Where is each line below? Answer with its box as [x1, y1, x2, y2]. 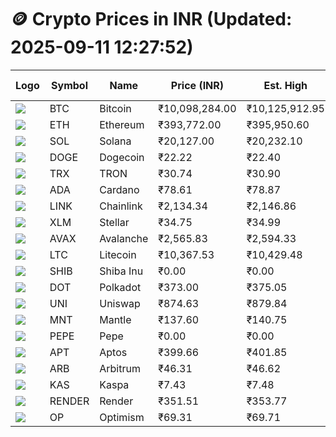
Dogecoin [99, 150, 145, 164]
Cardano [99, 182, 140, 196]
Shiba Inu [99, 264, 144, 278]
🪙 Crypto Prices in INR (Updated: [10, 8, 293, 31]
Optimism [99, 410, 145, 424]
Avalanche [99, 231, 149, 245]
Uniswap [99, 296, 141, 310]
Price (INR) [170, 78, 225, 92]
